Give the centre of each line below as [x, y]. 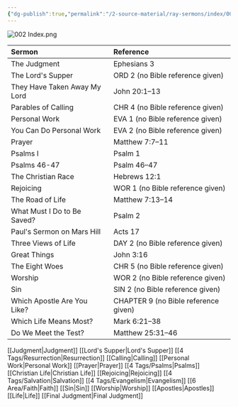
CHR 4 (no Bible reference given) [169, 107]
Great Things [33, 254]
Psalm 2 [126, 215]
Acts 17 [126, 232]
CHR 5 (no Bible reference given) [169, 266]
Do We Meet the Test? [48, 332]
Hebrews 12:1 [137, 176]
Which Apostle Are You [49, 300]
